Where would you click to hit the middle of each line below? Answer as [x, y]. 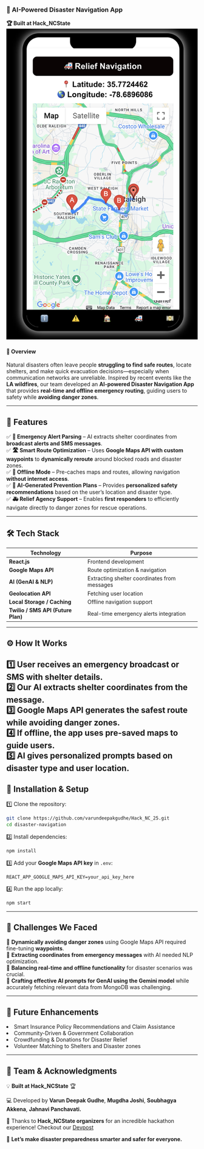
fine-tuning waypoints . [35, 948]
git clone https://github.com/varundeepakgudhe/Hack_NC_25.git [88, 818]
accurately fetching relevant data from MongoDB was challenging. [89, 987]
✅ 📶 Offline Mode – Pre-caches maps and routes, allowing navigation [93, 472]
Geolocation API [30, 593]
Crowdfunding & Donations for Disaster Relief [71, 1040]
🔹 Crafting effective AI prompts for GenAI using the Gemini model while [98, 981]
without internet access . [38, 479]
